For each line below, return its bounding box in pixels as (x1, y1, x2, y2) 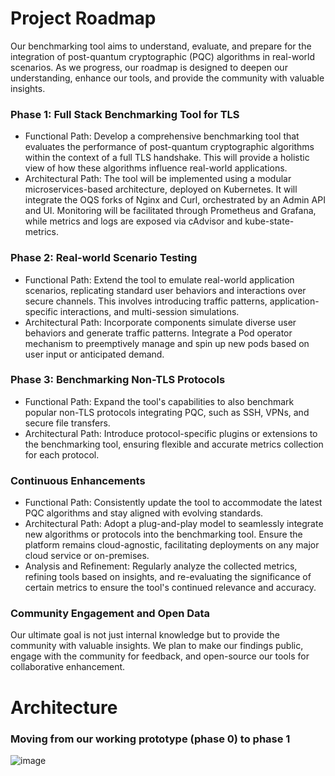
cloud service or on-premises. (24, 550, 150, 562)
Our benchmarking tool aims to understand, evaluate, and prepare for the (10, 40, 312, 52)
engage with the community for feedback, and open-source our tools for (10, 650, 310, 662)
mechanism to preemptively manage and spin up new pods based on (24, 337, 310, 349)
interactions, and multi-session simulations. (59, 305, 240, 317)
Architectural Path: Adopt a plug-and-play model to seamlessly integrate (24, 518, 324, 530)
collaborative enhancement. (10, 661, 126, 673)
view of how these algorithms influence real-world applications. (24, 162, 288, 174)
